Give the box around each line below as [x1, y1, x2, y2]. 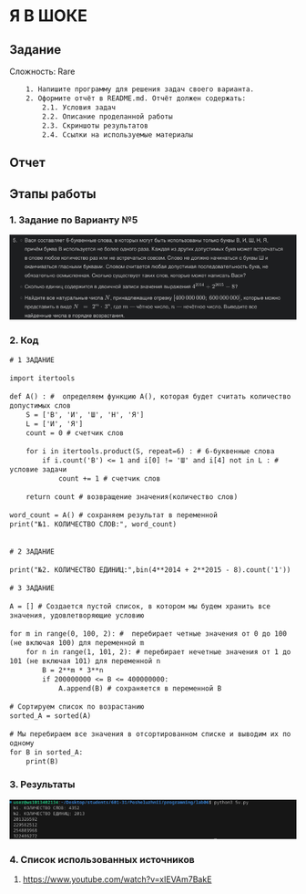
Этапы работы [9, 186, 97, 202]
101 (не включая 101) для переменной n [9, 657, 161, 666]
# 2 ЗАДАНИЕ [9, 547, 55, 556]
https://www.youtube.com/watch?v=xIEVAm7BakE [22, 874, 212, 885]
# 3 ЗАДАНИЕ [9, 584, 55, 593]
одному [9, 739, 35, 748]
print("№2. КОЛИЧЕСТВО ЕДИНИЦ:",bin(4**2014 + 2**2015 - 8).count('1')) [9, 566, 291, 575]
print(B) [25, 757, 59, 766]
